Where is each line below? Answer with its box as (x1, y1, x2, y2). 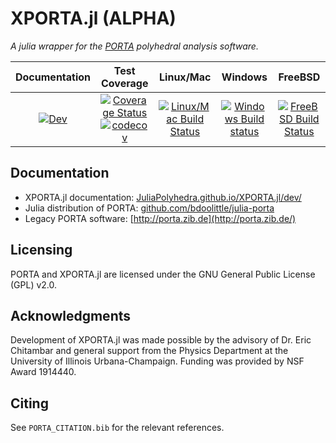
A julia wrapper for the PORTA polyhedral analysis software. (10, 40, 259, 52)
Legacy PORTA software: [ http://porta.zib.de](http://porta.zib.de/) (24, 212, 297, 224)
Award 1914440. (10, 366, 77, 378)
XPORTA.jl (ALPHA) (10, 7, 177, 30)
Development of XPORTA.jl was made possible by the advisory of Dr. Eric (10, 334, 312, 346)
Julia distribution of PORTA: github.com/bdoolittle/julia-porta (24, 202, 275, 214)
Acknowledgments (10, 307, 132, 324)
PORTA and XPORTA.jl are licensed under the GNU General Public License (10, 268, 316, 280)
